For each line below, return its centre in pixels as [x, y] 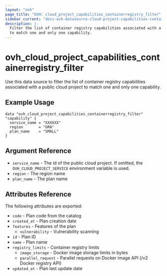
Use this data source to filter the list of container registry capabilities [75, 81]
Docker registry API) [41, 263]
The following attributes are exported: [44, 206]
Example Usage [30, 103]
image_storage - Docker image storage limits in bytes [74, 253]
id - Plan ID [24, 237]
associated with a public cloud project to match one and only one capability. [83, 87]
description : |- [22, 24]
